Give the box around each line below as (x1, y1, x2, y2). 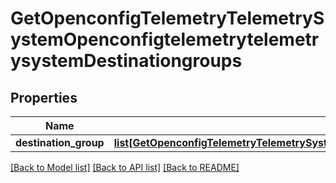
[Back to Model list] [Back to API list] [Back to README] (10, 162, 240, 173)
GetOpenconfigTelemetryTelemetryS (10, 7, 325, 30)
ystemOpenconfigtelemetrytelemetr (10, 28, 320, 51)
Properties (10, 89, 78, 106)
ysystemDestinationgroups (10, 50, 243, 72)
